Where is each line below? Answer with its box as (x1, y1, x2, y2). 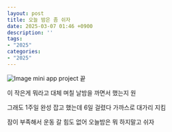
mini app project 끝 (33, 74, 86, 82)
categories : (7, 49, 41, 55)
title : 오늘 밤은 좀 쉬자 (7, 16, 71, 23)
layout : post (7, 10, 44, 17)
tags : (7, 36, 23, 42)
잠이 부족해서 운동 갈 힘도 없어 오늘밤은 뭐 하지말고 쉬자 (7, 118, 155, 126)
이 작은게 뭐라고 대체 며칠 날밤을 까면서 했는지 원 (7, 88, 137, 96)
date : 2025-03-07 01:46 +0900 (7, 23, 94, 29)
